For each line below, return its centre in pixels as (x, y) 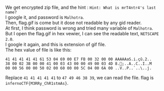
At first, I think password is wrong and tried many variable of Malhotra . (79, 28)
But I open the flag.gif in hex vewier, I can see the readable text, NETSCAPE (82, 33)
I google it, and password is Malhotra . (45, 17)
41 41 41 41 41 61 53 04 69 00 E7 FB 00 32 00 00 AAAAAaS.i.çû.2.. (79, 59)
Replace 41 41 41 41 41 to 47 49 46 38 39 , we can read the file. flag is (80, 78)
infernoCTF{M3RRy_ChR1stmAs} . (37, 83)
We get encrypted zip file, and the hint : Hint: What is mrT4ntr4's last (81, 7)
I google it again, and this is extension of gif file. (56, 44)
